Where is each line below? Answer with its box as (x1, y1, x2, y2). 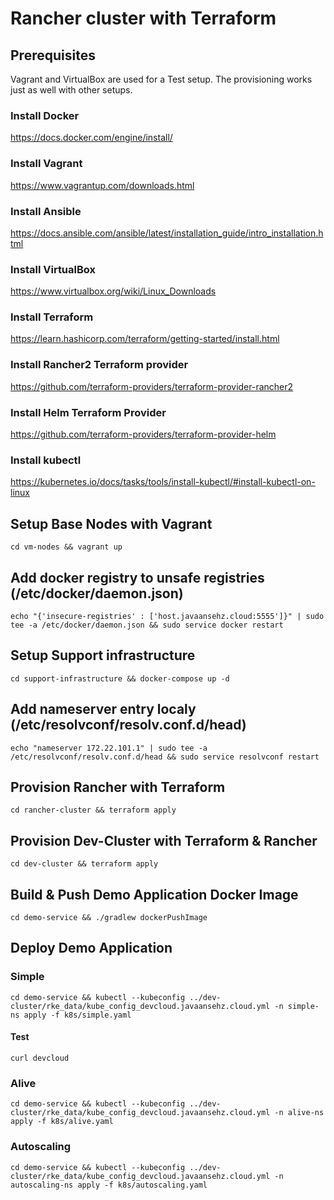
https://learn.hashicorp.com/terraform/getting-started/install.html (10, 333, 280, 345)
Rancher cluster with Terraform (10, 7, 277, 30)
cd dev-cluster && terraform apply (10, 859, 159, 869)
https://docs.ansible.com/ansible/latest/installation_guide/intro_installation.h (10, 227, 324, 239)
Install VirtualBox (10, 262, 97, 276)
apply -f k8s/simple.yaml (23, 1010, 132, 1020)
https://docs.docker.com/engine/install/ (10, 132, 173, 144)
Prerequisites (10, 47, 96, 64)
